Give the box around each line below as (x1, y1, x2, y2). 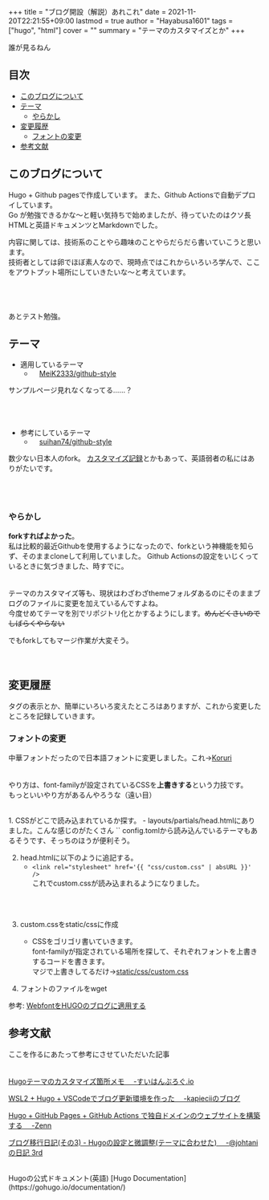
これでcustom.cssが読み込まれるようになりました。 (31, 878, 204, 888)
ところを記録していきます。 (8, 711, 100, 721)
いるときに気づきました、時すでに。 (8, 561, 128, 571)
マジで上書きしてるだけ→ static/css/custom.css (31, 966, 189, 976)
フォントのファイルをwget (19, 983, 108, 993)
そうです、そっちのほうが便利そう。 (14, 836, 135, 845)
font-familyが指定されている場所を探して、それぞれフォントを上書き (31, 946, 259, 956)
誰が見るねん (8, 43, 51, 52)
